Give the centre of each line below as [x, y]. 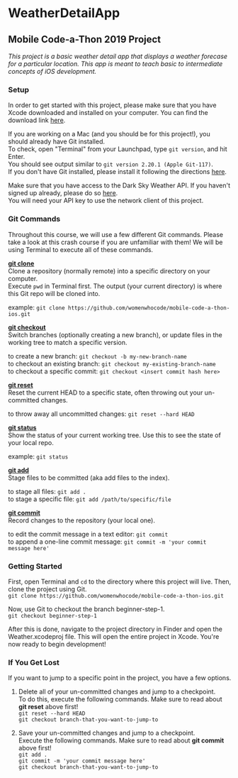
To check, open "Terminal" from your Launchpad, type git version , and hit [118, 149]
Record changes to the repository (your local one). [81, 520]
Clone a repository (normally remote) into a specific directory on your [109, 270]
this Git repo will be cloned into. [54, 293]
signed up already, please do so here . [63, 193]
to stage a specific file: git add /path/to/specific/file [90, 499]
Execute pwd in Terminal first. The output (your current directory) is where [115, 286]
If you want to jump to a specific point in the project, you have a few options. [120, 678]
